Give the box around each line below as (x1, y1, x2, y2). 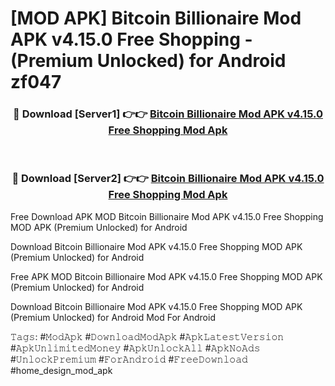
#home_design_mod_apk (10, 364, 113, 376)
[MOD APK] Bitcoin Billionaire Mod (10, 7, 302, 30)
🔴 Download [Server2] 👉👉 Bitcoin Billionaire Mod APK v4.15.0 (11, 172, 325, 186)
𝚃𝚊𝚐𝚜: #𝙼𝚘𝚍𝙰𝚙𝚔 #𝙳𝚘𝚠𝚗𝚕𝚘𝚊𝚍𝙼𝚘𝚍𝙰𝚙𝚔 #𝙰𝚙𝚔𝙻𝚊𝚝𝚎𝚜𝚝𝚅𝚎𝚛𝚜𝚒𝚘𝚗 (10, 330, 285, 342)
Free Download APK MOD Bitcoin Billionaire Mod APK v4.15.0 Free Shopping (10, 210, 324, 222)
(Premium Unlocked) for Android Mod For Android (10, 311, 216, 323)
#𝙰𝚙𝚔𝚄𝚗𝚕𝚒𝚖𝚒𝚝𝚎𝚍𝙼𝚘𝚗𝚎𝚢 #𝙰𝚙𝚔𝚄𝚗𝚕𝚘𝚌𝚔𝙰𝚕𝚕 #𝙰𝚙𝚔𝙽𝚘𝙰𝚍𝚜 (10, 342, 261, 354)
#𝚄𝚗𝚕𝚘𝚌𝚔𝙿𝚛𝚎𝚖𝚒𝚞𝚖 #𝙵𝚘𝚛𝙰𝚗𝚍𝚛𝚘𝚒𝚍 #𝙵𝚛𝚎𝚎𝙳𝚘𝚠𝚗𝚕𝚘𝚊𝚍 (10, 353, 248, 365)
